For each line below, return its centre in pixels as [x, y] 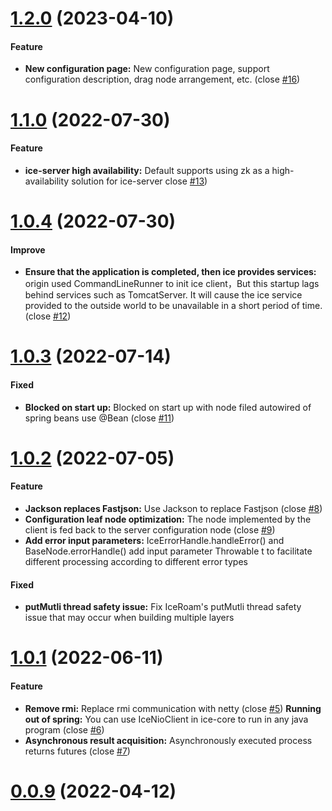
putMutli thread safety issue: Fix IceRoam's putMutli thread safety [163, 607]
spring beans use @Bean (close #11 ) [99, 418]
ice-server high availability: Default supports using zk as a [147, 170]
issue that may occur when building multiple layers [129, 618]
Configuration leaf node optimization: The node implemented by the [168, 519]
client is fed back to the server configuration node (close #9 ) [150, 529]
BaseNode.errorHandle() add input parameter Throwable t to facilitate [168, 551]
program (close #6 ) [64, 729]
